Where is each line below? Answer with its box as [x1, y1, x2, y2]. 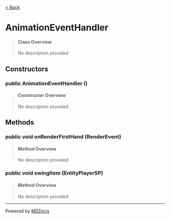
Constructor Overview [17, 92, 66, 98]
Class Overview [17, 39, 52, 45]
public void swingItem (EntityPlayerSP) [5, 170, 104, 177]
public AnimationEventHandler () [5, 80, 88, 87]
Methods [5, 118, 34, 127]
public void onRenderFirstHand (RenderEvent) [5, 133, 121, 140]
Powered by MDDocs [5, 208, 50, 214]
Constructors [5, 65, 49, 73]
